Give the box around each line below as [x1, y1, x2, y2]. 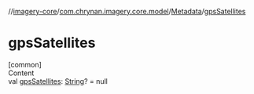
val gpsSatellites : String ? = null [8, 76, 109, 85]
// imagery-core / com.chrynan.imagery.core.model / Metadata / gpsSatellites [8, 7, 246, 16]
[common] [8, 60, 42, 69]
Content [8, 68, 35, 78]
